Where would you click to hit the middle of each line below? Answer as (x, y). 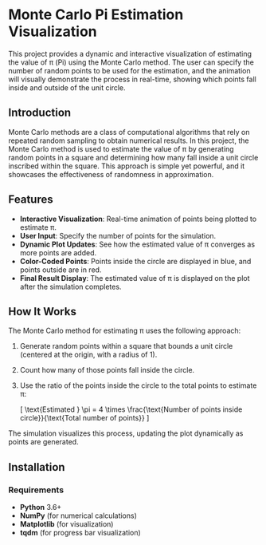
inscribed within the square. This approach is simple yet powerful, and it (127, 166)
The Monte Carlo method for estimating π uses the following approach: (125, 331)
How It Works (43, 312)
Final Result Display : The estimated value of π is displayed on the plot (135, 278)
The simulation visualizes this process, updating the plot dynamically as (126, 433)
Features (31, 200)
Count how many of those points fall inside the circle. (107, 370)
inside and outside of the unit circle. (67, 87)
